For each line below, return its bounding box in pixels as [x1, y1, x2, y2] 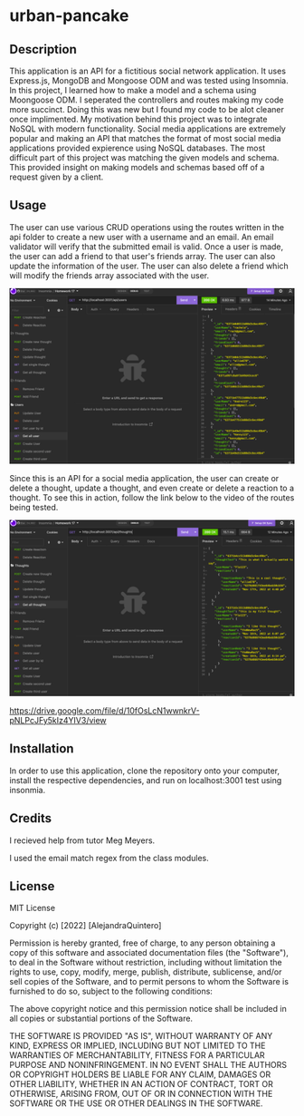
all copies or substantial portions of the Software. [9, 1013, 193, 1024]
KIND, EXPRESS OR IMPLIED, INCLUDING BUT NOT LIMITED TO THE [9, 1040, 266, 1052]
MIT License [9, 903, 56, 914]
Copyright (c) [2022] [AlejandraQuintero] [9, 920, 162, 931]
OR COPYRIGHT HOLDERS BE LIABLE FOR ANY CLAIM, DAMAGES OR [9, 1069, 271, 1080]
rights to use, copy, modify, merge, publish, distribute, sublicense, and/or [9, 966, 282, 977]
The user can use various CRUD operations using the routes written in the [9, 221, 285, 232]
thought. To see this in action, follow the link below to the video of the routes [9, 491, 295, 503]
